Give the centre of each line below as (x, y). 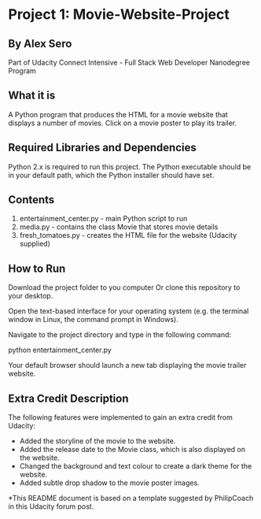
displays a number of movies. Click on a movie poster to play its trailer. (123, 123)
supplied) (35, 244)
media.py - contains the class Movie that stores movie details (119, 227)
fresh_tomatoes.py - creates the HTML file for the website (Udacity (128, 235)
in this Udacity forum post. (51, 506)
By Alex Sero (40, 44)
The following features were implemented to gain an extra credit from (121, 417)
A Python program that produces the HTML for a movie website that (118, 114)
